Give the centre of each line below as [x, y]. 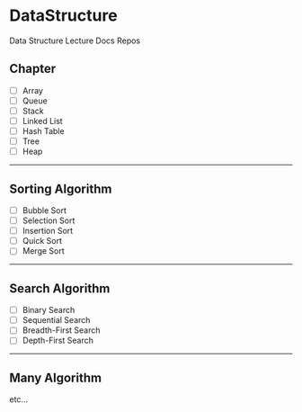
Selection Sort [49, 220]
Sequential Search [56, 320]
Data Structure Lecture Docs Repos [75, 40]
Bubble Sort [44, 210]
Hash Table [43, 131]
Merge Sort [43, 251]
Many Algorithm [55, 377]
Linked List [42, 121]
